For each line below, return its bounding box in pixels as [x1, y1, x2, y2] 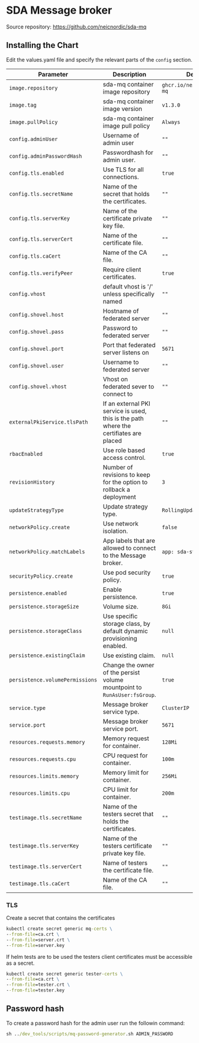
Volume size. [102, 602, 139, 610]
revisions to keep [102, 471, 150, 479]
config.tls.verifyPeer [9, 270, 73, 276]
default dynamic [102, 626, 148, 635]
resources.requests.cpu [9, 756, 76, 762]
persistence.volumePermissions [9, 676, 98, 683]
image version [102, 104, 143, 113]
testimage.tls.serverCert [9, 863, 82, 870]
